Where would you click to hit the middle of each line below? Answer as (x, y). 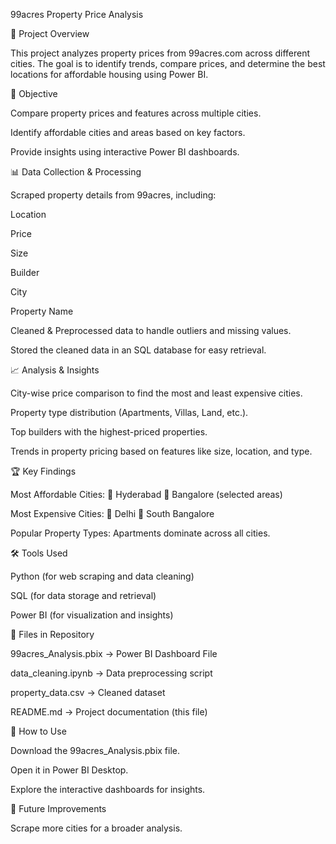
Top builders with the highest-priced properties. (109, 432)
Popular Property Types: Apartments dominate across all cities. (140, 533)
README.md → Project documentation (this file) (109, 712)
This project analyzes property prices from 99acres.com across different (160, 53)
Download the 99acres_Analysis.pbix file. (95, 750)
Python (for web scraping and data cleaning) (102, 576)
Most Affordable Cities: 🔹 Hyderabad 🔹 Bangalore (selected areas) (146, 494)
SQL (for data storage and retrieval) (83, 595)
